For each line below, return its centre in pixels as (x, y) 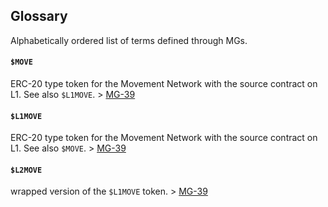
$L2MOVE (26, 170)
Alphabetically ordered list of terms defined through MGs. (129, 40)
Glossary (39, 16)
